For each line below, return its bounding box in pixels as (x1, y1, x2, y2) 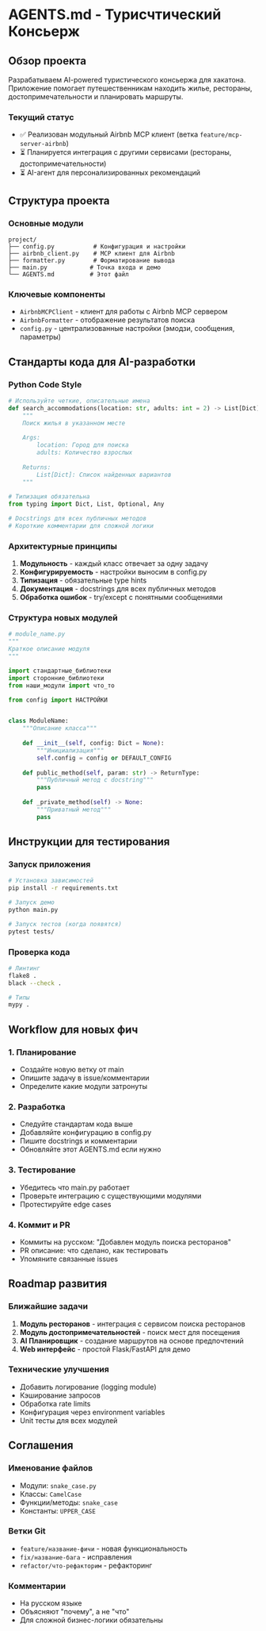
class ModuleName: (8, 717, 69, 725)
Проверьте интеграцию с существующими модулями (19, 1191, 202, 1200)
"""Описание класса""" (22, 725, 97, 733)
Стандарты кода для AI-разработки (8, 355, 196, 368)
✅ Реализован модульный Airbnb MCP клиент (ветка (19, 129, 199, 140)
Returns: (22, 463, 51, 471)
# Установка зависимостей (8, 877, 93, 885)
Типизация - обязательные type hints (19, 575, 147, 585)
